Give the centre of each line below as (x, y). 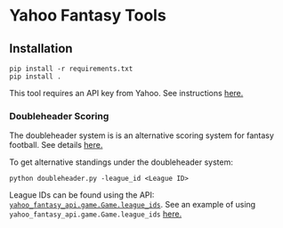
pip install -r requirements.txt (71, 69)
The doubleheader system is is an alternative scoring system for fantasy (141, 135)
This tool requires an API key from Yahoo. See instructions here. (126, 93)
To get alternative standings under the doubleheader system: (121, 162)
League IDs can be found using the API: (82, 195)
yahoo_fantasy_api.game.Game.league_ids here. (96, 214)
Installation (41, 49)
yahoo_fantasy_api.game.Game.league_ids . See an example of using (133, 205)
